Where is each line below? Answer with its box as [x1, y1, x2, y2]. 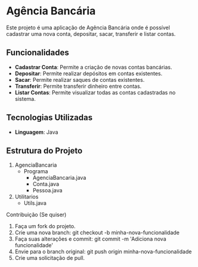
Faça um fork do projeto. [14, 223, 76, 230]
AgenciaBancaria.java [32, 174, 86, 182]
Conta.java [32, 180, 60, 188]
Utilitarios [14, 193, 39, 201]
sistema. [14, 95, 36, 102]
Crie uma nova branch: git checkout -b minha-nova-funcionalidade [14, 229, 180, 237]
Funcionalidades [6, 48, 70, 58]
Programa [23, 168, 48, 175]
